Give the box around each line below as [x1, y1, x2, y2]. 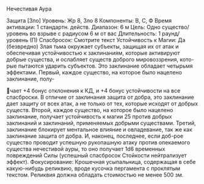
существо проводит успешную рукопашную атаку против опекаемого [6, 139, 191, 146]
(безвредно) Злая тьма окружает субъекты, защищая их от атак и [6, 43, 179, 50]
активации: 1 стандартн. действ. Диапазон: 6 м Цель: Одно [6, 24, 161, 30]
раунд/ [161, 30, 180, 37]
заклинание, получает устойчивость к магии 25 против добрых [6, 113, 172, 120]
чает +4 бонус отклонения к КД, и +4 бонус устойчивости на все [10, 87, 181, 94]
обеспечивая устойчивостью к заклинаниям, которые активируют [6, 49, 180, 57]
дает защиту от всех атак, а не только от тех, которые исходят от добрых [6, 100, 199, 107]
